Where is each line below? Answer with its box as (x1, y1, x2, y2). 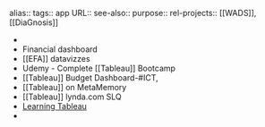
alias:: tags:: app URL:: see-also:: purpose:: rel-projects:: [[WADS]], (9, 8, 257, 18)
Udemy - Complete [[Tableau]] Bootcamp (21, 63, 176, 73)
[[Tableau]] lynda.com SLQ (21, 91, 123, 102)
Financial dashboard (21, 44, 98, 55)
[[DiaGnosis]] (9, 17, 59, 28)
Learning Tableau (21, 101, 88, 111)
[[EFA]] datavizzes (21, 54, 91, 63)
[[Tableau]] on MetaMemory (21, 82, 127, 92)
